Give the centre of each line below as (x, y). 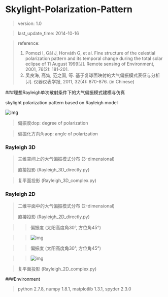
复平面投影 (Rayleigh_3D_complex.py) (57, 181)
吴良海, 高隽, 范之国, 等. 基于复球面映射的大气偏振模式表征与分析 (93, 75)
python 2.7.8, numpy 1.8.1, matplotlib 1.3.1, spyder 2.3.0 (74, 289)
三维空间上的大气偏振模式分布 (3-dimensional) (66, 159)
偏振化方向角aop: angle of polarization (58, 134)
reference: (28, 43)
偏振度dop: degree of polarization (53, 123)
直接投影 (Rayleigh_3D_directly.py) (54, 170)
